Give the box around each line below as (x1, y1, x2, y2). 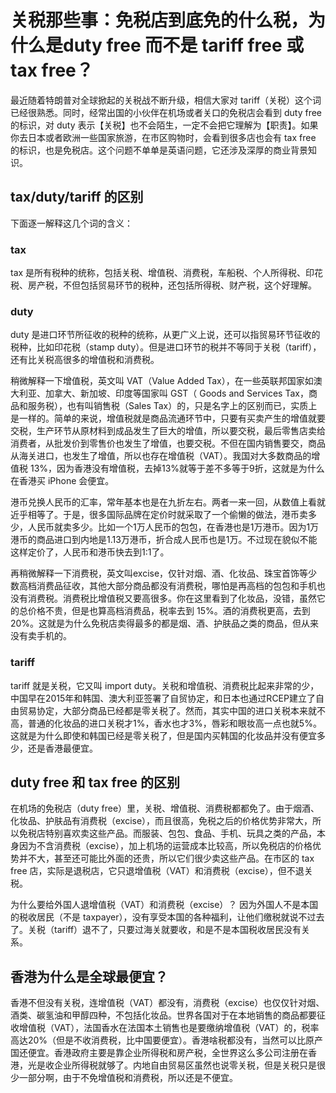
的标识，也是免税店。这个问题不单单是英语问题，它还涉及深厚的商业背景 (10, 144, 308, 156)
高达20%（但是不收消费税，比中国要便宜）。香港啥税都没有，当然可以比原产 (10, 1034, 324, 1046)
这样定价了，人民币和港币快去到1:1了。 (10, 546, 170, 558)
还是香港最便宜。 (27, 742, 98, 754)
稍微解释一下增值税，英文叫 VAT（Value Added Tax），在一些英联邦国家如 (10, 375, 314, 387)
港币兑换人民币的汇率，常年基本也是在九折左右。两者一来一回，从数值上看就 (10, 496, 326, 508)
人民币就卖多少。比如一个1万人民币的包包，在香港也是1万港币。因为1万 (27, 521, 320, 533)
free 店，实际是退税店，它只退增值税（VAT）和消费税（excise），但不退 (10, 865, 305, 877)
